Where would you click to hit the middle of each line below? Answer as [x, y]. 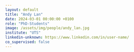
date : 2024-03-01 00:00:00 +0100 [40, 19]
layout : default [22, 10]
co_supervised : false [27, 42]
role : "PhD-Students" [27, 24]
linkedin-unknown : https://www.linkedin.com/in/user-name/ [67, 38]
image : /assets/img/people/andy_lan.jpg [47, 28]
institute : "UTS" [23, 33]
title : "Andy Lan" [24, 14]
